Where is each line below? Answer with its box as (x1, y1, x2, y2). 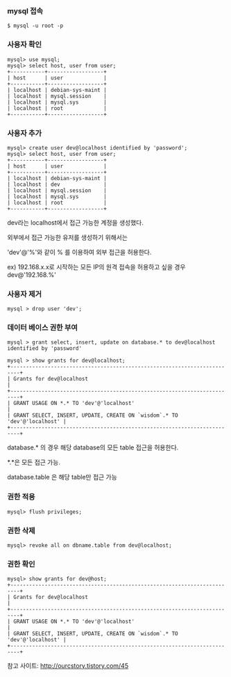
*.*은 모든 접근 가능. (7, 458, 61, 467)
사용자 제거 (7, 289, 42, 298)
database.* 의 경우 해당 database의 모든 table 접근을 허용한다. (7, 443, 179, 452)
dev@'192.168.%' (7, 270, 57, 279)
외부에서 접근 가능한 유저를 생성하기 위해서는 (7, 233, 128, 241)
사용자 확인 (7, 40, 42, 49)
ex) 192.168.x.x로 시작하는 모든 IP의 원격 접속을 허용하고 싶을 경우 (7, 262, 186, 271)
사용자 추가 (7, 128, 42, 138)
